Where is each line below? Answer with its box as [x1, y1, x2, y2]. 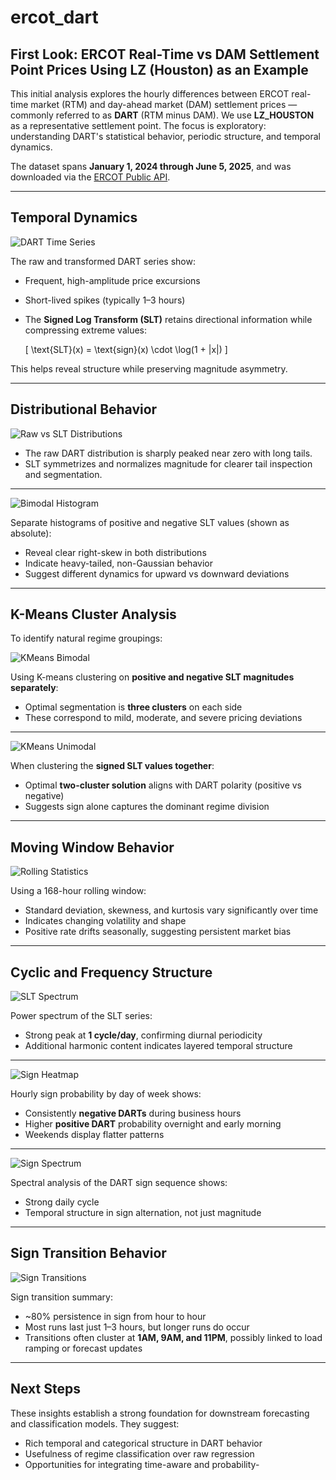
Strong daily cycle [24, 1196, 100, 1208]
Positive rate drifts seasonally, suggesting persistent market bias [24, 926, 292, 938]
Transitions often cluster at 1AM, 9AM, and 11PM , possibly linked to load [24, 1331, 323, 1343]
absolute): [10, 527, 52, 539]
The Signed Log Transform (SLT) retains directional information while [24, 313, 313, 325]
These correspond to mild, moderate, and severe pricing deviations [24, 712, 303, 724]
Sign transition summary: [10, 1291, 113, 1303]
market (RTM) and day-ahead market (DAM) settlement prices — [30, 99, 298, 110]
